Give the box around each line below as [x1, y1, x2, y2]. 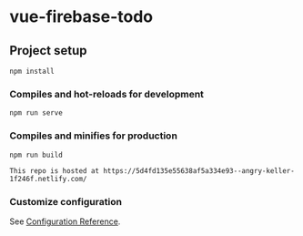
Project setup [9, 43, 88, 58]
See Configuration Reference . [9, 216, 121, 227]
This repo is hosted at [9, 166, 100, 175]
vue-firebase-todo [9, 6, 153, 27]
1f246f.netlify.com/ [9, 174, 88, 183]
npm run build [9, 150, 64, 159]
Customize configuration [9, 195, 123, 208]
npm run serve [9, 108, 64, 118]
